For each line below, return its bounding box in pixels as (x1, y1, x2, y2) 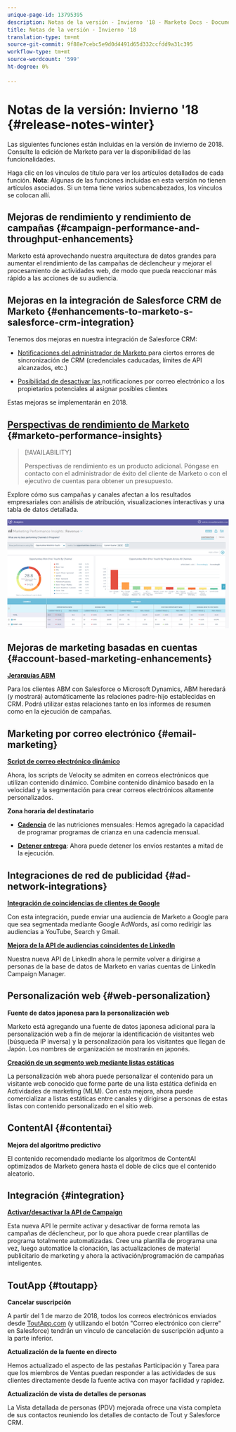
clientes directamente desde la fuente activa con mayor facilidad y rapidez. (7, 1377, 225, 1385)
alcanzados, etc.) (17, 364, 68, 372)
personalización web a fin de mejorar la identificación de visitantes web (7, 1030, 215, 1038)
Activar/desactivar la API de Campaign (7, 1208, 123, 1216)
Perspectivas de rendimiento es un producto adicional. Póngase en (24, 462, 219, 470)
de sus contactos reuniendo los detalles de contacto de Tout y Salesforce (7, 1411, 221, 1419)
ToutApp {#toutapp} (7, 1279, 98, 1292)
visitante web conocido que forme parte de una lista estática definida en (7, 1079, 217, 1088)
